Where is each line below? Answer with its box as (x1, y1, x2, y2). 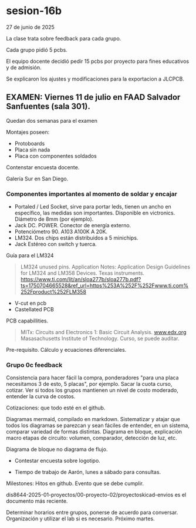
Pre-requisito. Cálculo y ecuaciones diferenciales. (6, 347, 127, 354)
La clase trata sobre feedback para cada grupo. (6, 35, 121, 42)
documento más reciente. (6, 497, 68, 505)
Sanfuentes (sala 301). (6, 102, 91, 112)
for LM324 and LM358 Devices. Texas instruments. (20, 270, 145, 277)
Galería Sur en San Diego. (6, 175, 69, 182)
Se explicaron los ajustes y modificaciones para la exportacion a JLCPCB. (6, 75, 185, 82)
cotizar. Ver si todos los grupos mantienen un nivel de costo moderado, (6, 386, 179, 394)
